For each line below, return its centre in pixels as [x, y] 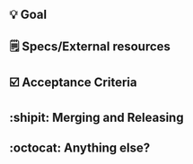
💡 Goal [28, 15]
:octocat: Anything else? [80, 147]
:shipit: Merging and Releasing [96, 117]
